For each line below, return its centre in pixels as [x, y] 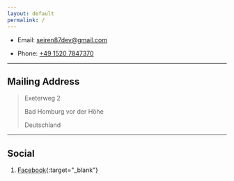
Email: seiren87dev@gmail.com [62, 40]
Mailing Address [44, 81]
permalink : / [26, 20]
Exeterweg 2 [42, 98]
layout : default [31, 14]
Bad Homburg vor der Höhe [64, 112]
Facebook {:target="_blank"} [58, 170]
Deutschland [42, 125]
